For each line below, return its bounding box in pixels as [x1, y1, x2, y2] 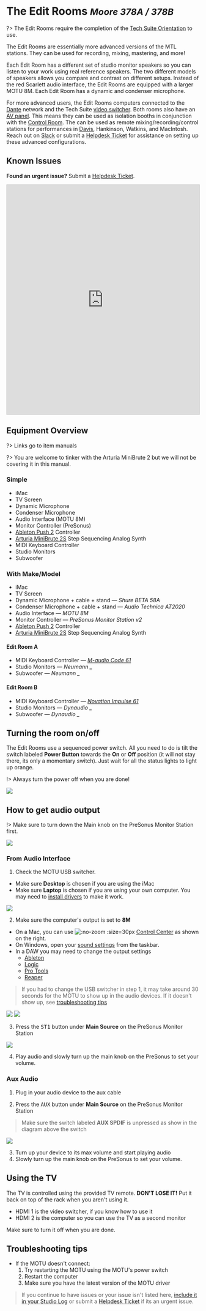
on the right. [15, 935, 46, 942]
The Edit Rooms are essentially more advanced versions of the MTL [6, 43, 177, 50]
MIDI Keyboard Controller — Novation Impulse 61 [15, 697, 139, 704]
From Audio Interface [6, 854, 71, 863]
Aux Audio [6, 1075, 39, 1083]
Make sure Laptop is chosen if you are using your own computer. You [15, 886, 191, 894]
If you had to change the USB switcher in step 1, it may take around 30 [21, 985, 199, 993]
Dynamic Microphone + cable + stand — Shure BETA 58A [15, 597, 160, 604]
